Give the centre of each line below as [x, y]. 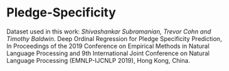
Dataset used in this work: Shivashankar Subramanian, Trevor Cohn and [109, 31]
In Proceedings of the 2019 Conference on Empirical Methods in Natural [108, 46]
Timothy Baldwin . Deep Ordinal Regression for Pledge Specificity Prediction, [114, 38]
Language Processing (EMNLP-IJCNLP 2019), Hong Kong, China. [98, 60]
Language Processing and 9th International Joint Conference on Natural [108, 53]
